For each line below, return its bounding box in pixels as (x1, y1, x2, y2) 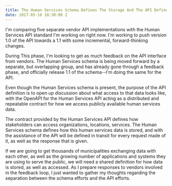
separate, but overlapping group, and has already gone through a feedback (5, 64, 164, 70)
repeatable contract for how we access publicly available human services (5, 100, 160, 107)
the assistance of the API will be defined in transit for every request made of (5, 132, 166, 138)
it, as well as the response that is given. (5, 138, 89, 144)
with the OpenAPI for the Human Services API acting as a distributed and (5, 95, 159, 101)
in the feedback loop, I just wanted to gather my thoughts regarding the (5, 170, 156, 176)
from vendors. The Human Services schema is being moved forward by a (5, 58, 160, 64)
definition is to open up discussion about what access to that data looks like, (5, 90, 166, 96)
